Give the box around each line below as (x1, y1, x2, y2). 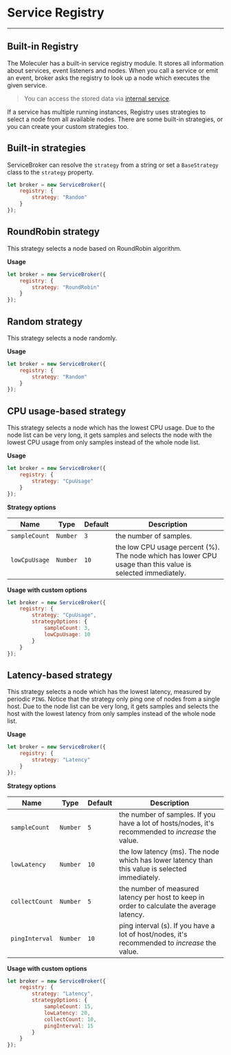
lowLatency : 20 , (43, 1010, 91, 1016)
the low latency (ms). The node (119, 846, 220, 856)
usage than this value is (115, 560, 192, 569)
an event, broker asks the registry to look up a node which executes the (7, 74, 210, 82)
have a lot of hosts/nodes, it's (119, 818, 214, 828)
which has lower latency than (119, 855, 213, 865)
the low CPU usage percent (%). (115, 542, 220, 552)
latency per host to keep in (119, 892, 205, 902)
